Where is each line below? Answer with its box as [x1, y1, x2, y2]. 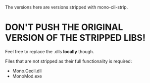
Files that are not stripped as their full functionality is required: [5, 58, 132, 64]
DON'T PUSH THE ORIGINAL [5, 22, 123, 33]
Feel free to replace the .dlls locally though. [5, 48, 94, 54]
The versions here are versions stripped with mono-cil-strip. [5, 4, 128, 10]
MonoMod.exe [12, 73, 42, 79]
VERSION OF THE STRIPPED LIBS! [5, 32, 146, 44]
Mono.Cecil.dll [12, 68, 42, 74]
